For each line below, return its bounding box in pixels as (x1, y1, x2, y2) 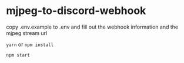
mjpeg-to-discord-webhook (6, 4, 146, 17)
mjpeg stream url (6, 29, 48, 36)
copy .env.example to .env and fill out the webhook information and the (6, 23, 178, 30)
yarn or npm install (6, 41, 54, 48)
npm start (6, 52, 31, 58)
